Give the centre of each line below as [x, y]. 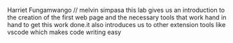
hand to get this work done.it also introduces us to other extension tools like [116, 25]
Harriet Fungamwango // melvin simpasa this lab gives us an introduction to [116, 10]
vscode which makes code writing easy [64, 32]
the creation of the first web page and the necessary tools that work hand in [117, 17]
